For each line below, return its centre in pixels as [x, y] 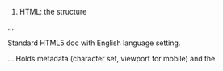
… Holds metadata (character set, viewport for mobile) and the [111, 58]
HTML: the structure [53, 12]
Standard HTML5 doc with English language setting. [94, 43]
